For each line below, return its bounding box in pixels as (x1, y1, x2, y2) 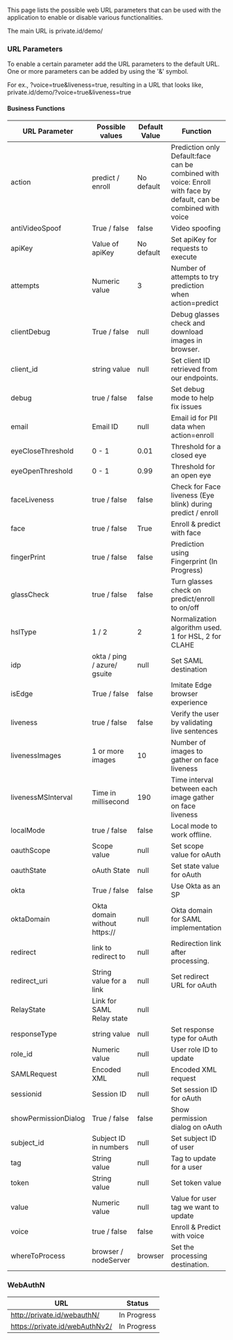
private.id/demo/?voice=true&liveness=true (7, 88, 132, 97)
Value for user (171, 1193, 217, 1203)
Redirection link (171, 938, 222, 948)
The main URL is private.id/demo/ (7, 27, 103, 35)
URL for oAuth (171, 980, 217, 990)
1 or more (92, 746, 124, 756)
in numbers (92, 1142, 129, 1151)
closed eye (171, 450, 207, 460)
